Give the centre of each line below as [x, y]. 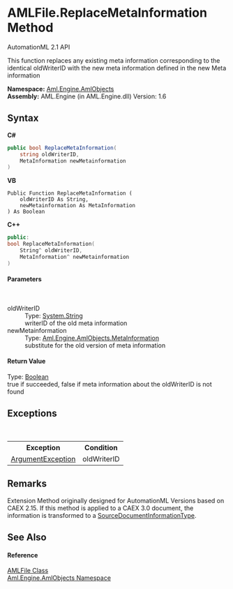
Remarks [27, 484]
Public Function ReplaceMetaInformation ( [70, 193]
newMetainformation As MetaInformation [78, 206]
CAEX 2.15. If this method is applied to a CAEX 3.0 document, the [100, 508]
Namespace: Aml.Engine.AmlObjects [61, 89]
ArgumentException [43, 458]
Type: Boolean [28, 377]
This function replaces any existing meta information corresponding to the [114, 60]
